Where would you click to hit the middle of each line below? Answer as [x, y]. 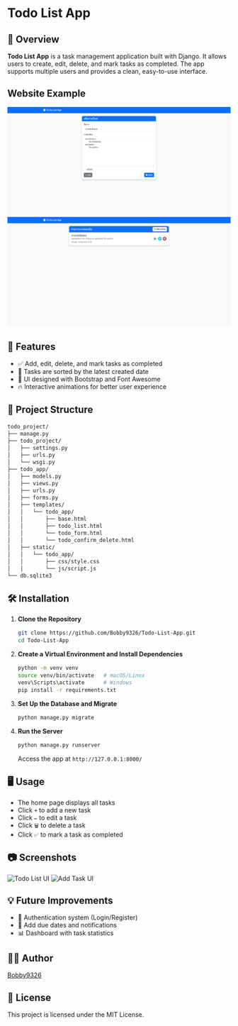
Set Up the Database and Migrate [67, 704]
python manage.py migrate [56, 718]
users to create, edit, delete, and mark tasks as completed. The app [106, 64]
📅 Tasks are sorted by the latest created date [83, 372]
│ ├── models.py [34, 477]
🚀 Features [32, 347]
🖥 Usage [26, 782]
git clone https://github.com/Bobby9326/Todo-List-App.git [107, 633]
